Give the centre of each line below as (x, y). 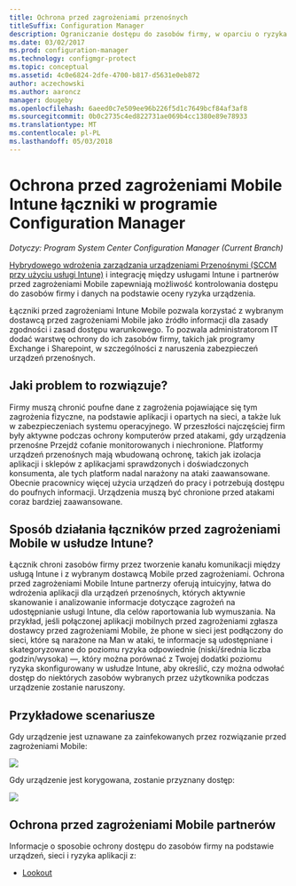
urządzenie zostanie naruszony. (67, 687)
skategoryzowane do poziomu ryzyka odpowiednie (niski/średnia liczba (140, 650)
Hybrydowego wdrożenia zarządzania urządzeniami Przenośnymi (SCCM (143, 265)
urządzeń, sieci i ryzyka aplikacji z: (73, 855)
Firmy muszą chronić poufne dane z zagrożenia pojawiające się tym (133, 407)
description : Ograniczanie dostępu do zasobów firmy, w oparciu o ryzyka (148, 34)
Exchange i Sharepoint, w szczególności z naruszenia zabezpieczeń (134, 348)
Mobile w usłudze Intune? (82, 543)
